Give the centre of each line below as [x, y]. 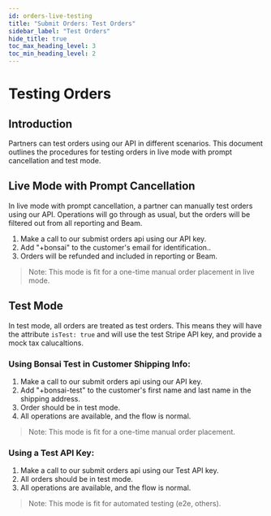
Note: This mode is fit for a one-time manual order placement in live [141, 271]
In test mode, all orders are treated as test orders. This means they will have [135, 325]
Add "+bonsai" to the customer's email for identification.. [116, 247]
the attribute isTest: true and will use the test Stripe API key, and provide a [135, 334]
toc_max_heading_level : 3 [52, 46]
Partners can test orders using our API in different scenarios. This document [136, 143]
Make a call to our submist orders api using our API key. [113, 238]
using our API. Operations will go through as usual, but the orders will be [129, 214]
